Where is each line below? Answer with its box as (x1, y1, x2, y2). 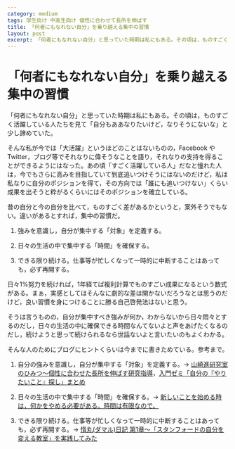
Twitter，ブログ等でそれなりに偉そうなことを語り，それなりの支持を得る (7, 153, 217, 161)
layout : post (7, 30, 46, 37)
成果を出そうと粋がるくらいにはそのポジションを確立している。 (7, 188, 192, 196)
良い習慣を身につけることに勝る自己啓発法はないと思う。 (25, 298, 192, 306)
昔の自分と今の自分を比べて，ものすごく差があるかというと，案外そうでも (7, 203, 222, 211)
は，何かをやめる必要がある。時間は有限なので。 (17, 402, 159, 410)
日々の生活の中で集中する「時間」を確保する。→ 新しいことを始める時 (17, 393, 222, 401)
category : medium (7, 10, 58, 18)
